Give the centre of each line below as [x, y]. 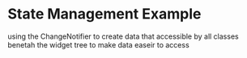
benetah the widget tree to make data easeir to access [98, 44]
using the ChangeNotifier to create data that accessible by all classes [123, 36]
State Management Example [104, 14]
